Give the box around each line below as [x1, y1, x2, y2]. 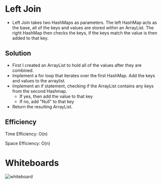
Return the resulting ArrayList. [12, 103, 73, 109]
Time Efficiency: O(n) [5, 131, 48, 137]
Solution [5, 49, 31, 58]
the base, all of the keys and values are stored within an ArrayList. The [12, 24, 154, 30]
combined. [12, 67, 34, 73]
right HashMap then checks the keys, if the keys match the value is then [12, 30, 158, 36]
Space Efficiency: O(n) [5, 140, 50, 146]
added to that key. [12, 35, 49, 41]
